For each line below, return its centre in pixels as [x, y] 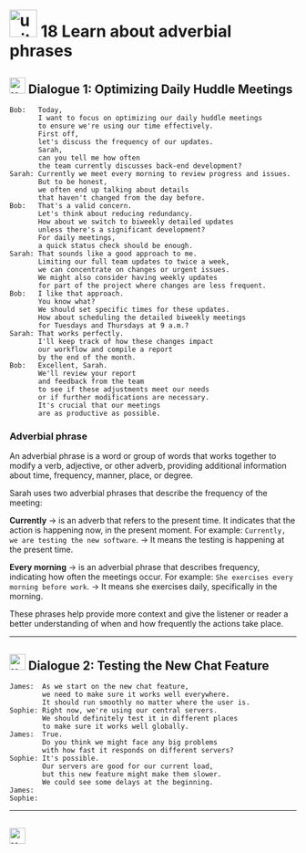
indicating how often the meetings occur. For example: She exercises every [151, 577]
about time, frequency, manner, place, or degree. [102, 475]
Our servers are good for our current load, [128, 766]
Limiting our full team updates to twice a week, [134, 262]
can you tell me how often [89, 158]
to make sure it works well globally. [116, 727]
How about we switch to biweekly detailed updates [136, 222]
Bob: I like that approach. [67, 294]
